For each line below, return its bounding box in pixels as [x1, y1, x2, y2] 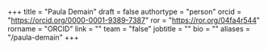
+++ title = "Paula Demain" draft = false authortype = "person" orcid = [7, 7, 242, 16]
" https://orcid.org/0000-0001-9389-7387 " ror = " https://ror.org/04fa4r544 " [7, 15, 260, 25]
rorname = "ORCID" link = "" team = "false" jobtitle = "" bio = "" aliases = [7, 24, 251, 33]
